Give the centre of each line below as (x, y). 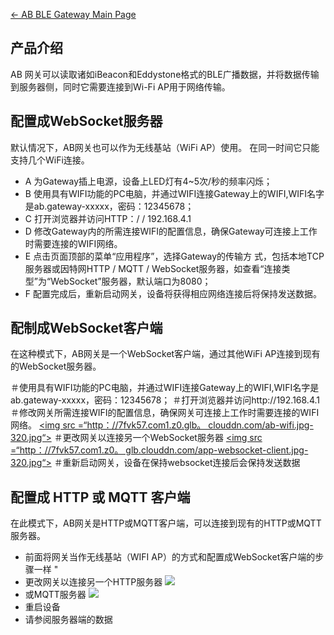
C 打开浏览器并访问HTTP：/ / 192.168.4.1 (108, 218)
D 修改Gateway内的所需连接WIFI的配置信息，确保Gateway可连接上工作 (171, 231)
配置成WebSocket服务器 (86, 121)
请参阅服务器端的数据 (68, 620)
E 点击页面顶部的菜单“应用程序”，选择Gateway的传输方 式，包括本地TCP (174, 256)
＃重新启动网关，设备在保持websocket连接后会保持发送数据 (177, 463)
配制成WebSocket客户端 (86, 328)
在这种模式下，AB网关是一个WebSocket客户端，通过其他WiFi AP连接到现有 (165, 354)
